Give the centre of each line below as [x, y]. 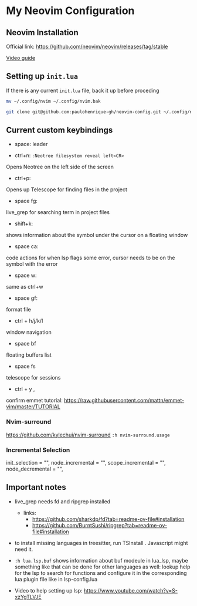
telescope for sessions [33, 378]
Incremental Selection [38, 450]
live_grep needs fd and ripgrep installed [62, 501]
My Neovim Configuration [70, 11]
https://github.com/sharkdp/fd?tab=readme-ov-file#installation [108, 519]
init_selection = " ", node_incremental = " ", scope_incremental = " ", [86, 462]
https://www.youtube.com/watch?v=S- [131, 590]
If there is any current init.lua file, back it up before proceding [83, 90]
